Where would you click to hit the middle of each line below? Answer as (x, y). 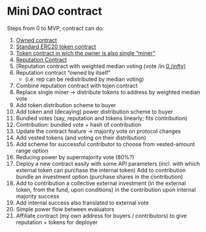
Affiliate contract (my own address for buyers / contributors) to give (101, 215)
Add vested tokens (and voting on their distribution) (81, 137)
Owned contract (36, 40)
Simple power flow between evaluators (65, 209)
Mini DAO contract (55, 11)
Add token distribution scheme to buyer (66, 105)
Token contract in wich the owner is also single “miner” (86, 53)
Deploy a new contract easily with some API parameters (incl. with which (108, 163)
